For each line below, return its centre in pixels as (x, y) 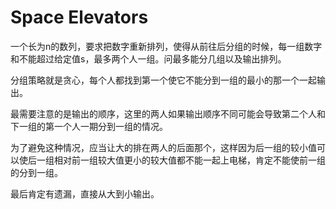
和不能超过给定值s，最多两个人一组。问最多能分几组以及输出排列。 (148, 58)
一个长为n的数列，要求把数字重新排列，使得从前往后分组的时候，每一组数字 (166, 46)
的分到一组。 (36, 172)
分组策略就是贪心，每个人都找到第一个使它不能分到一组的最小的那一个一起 (163, 80)
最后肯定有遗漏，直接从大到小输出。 (85, 193)
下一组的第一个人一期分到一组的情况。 (89, 126)
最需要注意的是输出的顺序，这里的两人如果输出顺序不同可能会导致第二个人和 (168, 113)
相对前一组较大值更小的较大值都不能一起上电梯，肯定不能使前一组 (189, 160)
